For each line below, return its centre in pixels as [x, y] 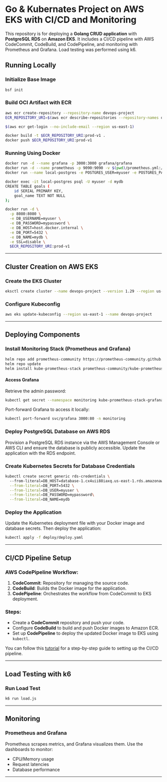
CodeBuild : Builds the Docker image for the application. [69, 588]
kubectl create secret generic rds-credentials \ [58, 476]
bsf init [14, 90]
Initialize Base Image [31, 79]
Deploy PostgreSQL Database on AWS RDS [58, 431]
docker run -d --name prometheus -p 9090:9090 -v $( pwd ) [65, 168]
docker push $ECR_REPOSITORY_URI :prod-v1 [49, 140]
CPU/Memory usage [33, 759]
